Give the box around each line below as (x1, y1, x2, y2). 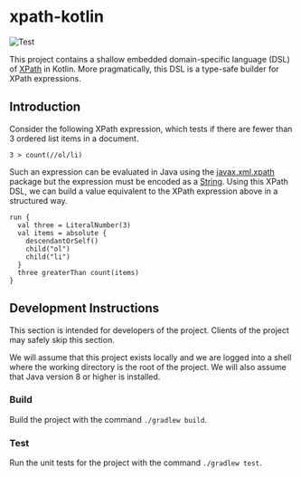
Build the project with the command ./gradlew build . (9, 414, 208, 425)
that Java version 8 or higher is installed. (9, 371, 161, 382)
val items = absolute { (17, 228, 107, 237)
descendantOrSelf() (25, 236, 99, 245)
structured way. (9, 195, 68, 205)
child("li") (25, 252, 71, 262)
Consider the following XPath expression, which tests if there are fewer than (9, 123, 293, 134)
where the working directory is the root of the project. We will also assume (9, 361, 287, 372)
